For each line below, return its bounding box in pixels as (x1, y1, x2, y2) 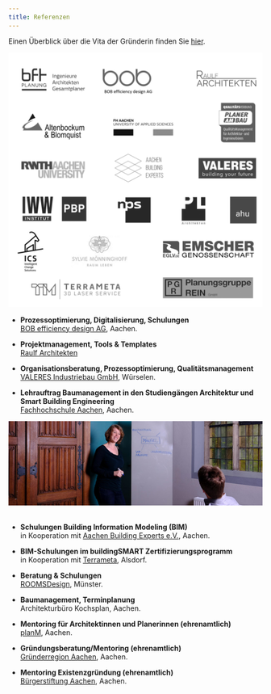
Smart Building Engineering (19, 396, 115, 406)
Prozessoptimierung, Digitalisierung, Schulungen (19, 315, 190, 325)
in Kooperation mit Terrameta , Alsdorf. (19, 555, 148, 565)
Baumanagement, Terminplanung (19, 595, 135, 605)
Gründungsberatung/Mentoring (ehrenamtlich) (19, 643, 181, 654)
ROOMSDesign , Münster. (19, 579, 103, 589)
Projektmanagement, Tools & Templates (19, 339, 157, 349)
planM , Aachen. (19, 628, 73, 637)
